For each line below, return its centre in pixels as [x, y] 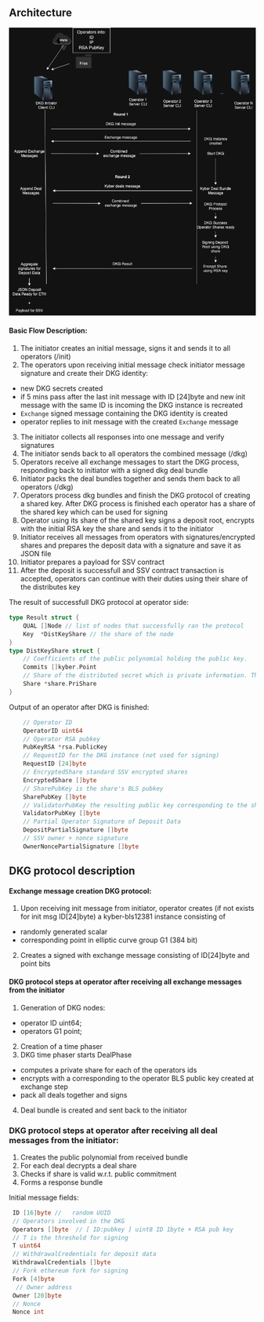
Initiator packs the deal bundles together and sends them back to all [130, 479]
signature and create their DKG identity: [84, 373]
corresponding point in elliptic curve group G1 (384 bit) [109, 940]
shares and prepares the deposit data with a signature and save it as [130, 545]
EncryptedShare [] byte [60, 780]
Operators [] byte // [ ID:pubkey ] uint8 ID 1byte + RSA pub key [123, 1229]
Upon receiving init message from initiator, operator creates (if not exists [137, 909]
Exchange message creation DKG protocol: [80, 890]
